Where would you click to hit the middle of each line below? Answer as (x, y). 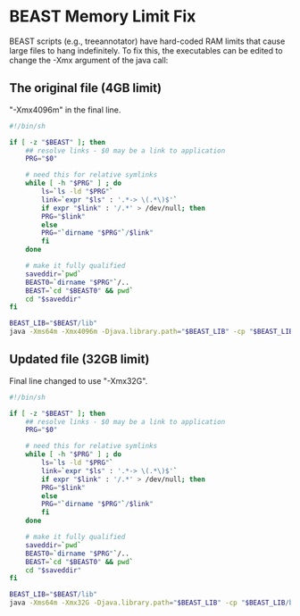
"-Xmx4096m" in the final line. (65, 110)
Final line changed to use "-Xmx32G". (79, 380)
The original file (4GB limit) (86, 88)
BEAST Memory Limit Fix (103, 17)
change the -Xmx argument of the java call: (89, 60)
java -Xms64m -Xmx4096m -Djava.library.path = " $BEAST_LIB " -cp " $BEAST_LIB (151, 332)
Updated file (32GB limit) (79, 359)
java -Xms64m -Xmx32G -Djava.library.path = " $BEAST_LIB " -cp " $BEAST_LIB (147, 603)
